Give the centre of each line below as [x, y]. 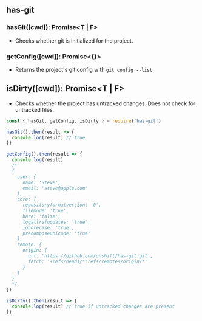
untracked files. [35, 109]
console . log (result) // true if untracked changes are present [93, 306]
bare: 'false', [42, 216]
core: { [27, 199]
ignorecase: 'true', [48, 227]
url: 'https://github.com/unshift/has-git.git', [91, 256]
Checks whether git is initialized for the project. [74, 40]
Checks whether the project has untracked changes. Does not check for [105, 103]
